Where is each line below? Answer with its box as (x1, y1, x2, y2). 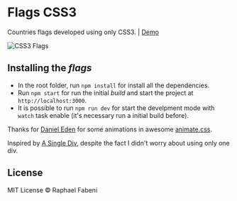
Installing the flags (7, 62, 92, 75)
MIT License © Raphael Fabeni (7, 185, 98, 194)
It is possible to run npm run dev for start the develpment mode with (17, 104, 215, 112)
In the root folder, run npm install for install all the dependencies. (17, 81, 210, 89)
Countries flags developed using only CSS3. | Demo (7, 28, 160, 36)
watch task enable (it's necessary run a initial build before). (17, 111, 189, 119)
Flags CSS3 (7, 4, 77, 21)
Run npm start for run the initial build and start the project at (17, 88, 194, 97)
